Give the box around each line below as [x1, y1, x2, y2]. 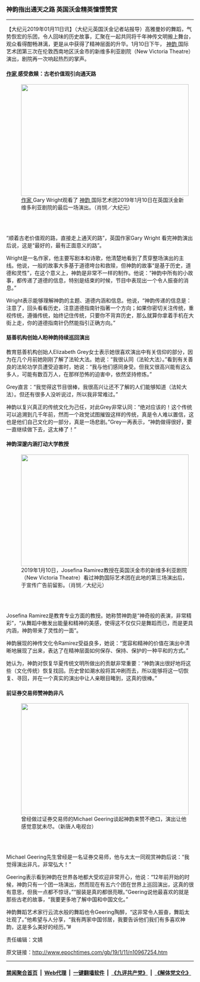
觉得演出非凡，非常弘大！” [6, 861, 71, 868]
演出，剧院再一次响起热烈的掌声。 [6, 55, 90, 63]
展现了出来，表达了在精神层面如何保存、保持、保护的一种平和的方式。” [16, 647, 189, 654]
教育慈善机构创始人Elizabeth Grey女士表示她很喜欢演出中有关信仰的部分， [6, 348, 188, 355]
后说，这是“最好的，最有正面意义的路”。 [6, 241, 105, 248]
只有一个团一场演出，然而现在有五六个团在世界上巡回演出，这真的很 [26, 881, 194, 888]
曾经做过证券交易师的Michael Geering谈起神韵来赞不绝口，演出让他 [21, 815, 187, 823]
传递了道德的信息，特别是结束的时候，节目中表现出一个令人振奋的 [21, 276, 183, 284]
